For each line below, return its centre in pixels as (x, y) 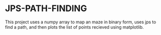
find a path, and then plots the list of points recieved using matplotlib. (74, 27)
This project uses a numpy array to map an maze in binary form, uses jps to (81, 22)
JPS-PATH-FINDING (46, 9)
